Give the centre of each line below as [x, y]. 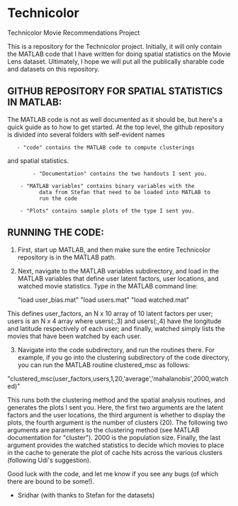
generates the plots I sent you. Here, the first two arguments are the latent [115, 407]
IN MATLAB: [35, 102]
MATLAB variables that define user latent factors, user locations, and [118, 279]
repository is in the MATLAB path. [67, 257]
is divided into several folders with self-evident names [86, 134]
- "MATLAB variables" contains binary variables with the [107, 186]
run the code [58, 198]
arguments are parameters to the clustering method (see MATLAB [103, 429]
